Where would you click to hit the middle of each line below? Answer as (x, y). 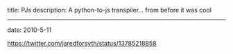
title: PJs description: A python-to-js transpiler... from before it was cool (109, 10)
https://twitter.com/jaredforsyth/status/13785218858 (82, 43)
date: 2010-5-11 (29, 30)
